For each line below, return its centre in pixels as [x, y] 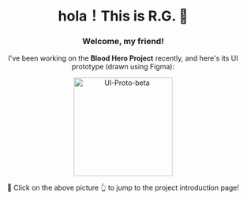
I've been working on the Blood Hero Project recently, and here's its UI [123, 58]
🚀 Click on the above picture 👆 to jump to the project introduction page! [123, 188]
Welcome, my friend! [123, 42]
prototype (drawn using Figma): [123, 67]
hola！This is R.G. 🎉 [123, 16]
